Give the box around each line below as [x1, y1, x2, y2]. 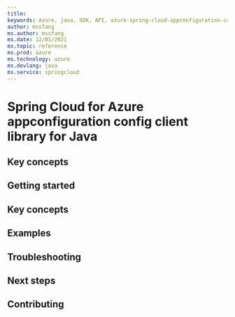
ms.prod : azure [7, 50, 52, 57]
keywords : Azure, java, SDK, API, [7, 17, 108, 24]
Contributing [7, 298, 64, 311]
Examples [7, 228, 51, 239]
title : [7, 10, 27, 17]
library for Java [7, 128, 98, 144]
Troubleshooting [7, 251, 82, 263]
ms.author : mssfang [7, 29, 64, 37]
